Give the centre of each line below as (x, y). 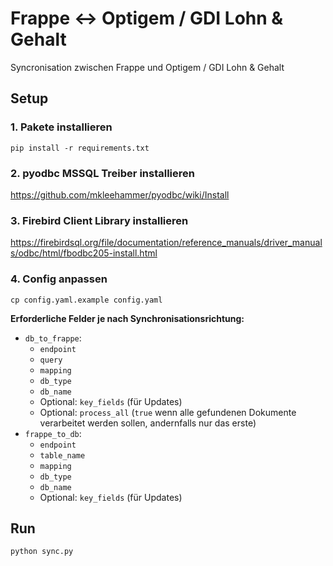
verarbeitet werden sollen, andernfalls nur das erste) (148, 423)
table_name (62, 455)
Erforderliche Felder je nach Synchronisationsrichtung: (127, 318)
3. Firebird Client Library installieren (99, 220)
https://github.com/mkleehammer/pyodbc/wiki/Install (120, 194)
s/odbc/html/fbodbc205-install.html (84, 253)
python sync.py (42, 552)
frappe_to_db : (53, 433)
